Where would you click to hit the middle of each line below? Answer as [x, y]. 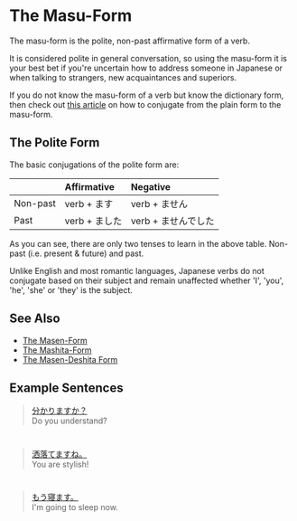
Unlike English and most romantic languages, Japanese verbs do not [137, 270]
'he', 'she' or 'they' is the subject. [71, 289]
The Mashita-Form [57, 350]
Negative [151, 186]
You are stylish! [60, 464]
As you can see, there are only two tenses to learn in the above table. [138, 243]
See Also [35, 319]
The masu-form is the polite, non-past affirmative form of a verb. [130, 41]
